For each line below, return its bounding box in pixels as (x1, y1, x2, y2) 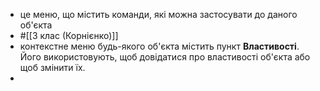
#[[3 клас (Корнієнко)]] (19, 30, 119, 41)
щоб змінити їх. (19, 62, 86, 73)
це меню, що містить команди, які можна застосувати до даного (19, 9, 298, 20)
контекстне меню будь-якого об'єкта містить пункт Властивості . (19, 40, 300, 52)
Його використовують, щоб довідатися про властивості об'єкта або (19, 51, 311, 63)
